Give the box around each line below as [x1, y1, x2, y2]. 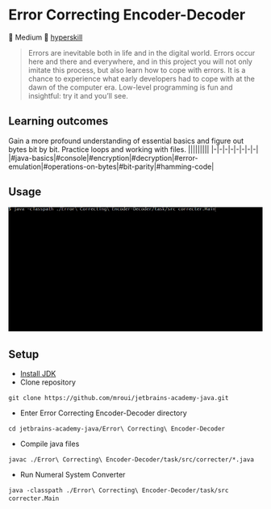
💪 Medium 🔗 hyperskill [8, 32, 83, 42]
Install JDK [19, 369, 56, 379]
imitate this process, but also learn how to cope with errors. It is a [27, 65, 246, 74]
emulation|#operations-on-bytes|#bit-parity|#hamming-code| [8, 162, 215, 171]
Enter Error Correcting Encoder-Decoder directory [19, 408, 187, 418]
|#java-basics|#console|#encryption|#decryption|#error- [8, 153, 199, 162]
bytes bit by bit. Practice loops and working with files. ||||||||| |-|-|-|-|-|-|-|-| [8, 144, 259, 154]
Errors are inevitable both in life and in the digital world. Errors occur [27, 48, 256, 57]
